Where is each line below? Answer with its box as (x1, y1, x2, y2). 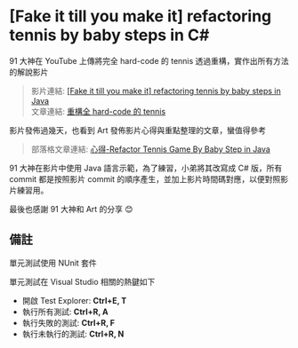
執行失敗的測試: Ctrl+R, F (21, 317, 116, 328)
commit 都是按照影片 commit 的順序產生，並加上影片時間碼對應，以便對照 (9, 173, 281, 184)
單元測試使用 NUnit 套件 (9, 257, 98, 268)
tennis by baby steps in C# (9, 25, 210, 45)
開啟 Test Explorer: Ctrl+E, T (21, 295, 127, 305)
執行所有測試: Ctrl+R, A (21, 306, 109, 317)
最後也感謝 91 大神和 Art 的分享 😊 (9, 203, 133, 214)
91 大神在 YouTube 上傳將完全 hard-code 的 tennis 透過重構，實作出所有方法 (9, 55, 289, 66)
